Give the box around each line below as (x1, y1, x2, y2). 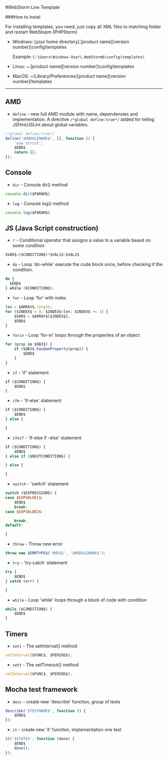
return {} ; (14, 150, 37, 155)
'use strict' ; (14, 140, 43, 146)
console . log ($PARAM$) (5, 210, 50, 215)
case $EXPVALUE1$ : (5, 495, 43, 500)
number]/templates (12, 79, 52, 84)
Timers (5, 630, 28, 638)
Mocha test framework (5, 685, 78, 694)
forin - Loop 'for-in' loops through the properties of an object (12, 332, 140, 338)
